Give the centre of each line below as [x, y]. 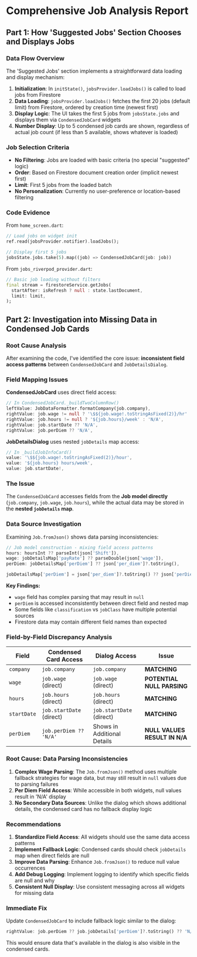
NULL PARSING [166, 686]
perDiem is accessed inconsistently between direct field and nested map [101, 603]
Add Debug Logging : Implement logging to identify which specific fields [102, 874]
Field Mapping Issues [37, 379]
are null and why [35, 880]
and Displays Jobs [40, 41]
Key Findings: [23, 586]
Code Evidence [28, 213]
